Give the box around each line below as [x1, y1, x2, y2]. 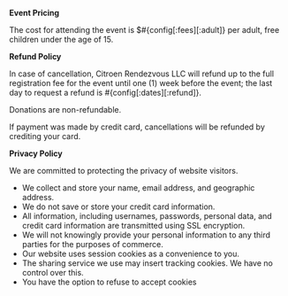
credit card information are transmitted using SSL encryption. [21, 221, 246, 230]
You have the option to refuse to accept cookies [21, 277, 197, 287]
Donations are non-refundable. [9, 105, 122, 114]
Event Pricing [9, 8, 60, 18]
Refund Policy [9, 51, 62, 61]
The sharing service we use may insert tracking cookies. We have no [21, 258, 274, 269]
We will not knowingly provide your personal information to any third [21, 230, 271, 240]
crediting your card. [9, 131, 81, 141]
